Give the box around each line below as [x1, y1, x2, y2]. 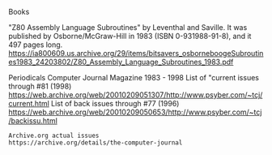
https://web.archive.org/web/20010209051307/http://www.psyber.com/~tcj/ [8, 90, 263, 100]
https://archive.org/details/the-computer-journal [8, 139, 183, 147]
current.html [8, 99, 50, 108]
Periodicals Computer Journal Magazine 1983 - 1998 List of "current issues [8, 73, 259, 82]
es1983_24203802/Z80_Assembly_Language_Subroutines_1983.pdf [8, 57, 234, 67]
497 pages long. [8, 40, 63, 50]
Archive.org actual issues [8, 131, 100, 140]
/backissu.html [8, 116, 58, 125]
